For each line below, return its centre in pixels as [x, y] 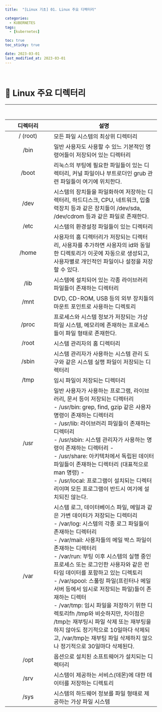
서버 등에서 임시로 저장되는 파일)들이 [99, 589]
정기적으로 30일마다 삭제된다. [97, 646]
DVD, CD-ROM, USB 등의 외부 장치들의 [104, 298]
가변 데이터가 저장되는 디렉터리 [99, 515]
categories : [17, 18]
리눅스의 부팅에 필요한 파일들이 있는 [98, 165]
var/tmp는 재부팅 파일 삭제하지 [102, 638]
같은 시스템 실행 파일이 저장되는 [105, 362]
